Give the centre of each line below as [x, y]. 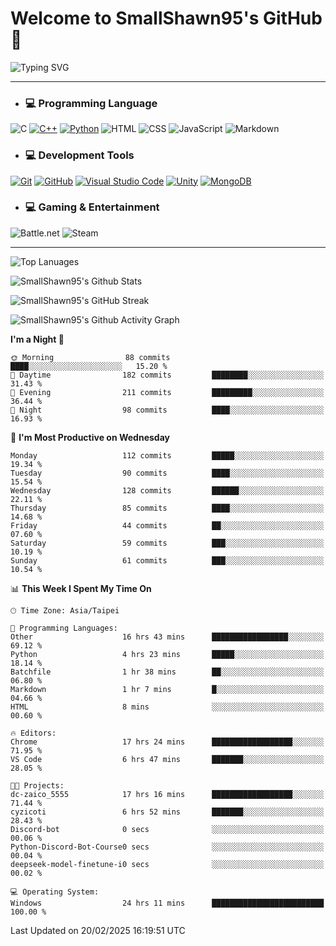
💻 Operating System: [55, 892]
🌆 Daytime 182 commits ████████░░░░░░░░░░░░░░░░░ [167, 375]
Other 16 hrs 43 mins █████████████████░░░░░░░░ [167, 637]
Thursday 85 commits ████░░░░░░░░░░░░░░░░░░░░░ [167, 508]
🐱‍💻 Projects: [37, 785]
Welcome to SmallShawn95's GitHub [166, 18]
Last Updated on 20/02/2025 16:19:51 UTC [98, 930]
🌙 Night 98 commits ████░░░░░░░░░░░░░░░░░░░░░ [167, 410]
